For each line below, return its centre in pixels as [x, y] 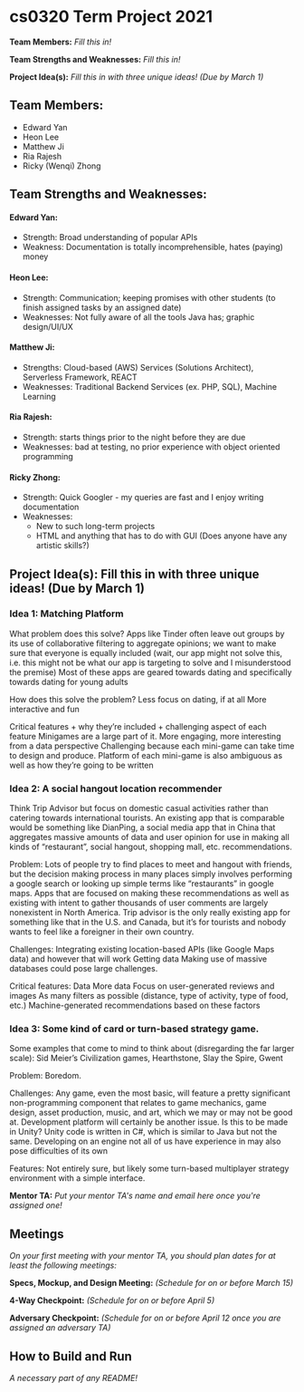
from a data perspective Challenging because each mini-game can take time [152, 746]
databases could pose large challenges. [84, 969]
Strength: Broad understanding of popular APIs [110, 237]
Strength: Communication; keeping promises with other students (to [149, 297]
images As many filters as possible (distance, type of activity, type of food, [149, 996]
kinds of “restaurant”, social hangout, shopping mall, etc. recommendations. [151, 847]
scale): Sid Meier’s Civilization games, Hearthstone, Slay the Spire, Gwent [146, 1058]
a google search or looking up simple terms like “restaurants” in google [142, 884]
